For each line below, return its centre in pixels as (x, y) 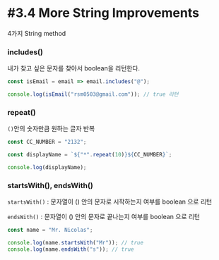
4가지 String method (37, 33)
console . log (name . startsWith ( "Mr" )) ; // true (75, 243)
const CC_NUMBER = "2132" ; (47, 142)
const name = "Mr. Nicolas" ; (50, 230)
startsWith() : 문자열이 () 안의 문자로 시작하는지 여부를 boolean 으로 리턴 (110, 202)
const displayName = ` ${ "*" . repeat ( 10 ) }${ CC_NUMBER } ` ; (90, 155)
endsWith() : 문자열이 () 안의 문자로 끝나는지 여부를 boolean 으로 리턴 (103, 217)
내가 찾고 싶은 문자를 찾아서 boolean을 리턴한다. (73, 68)
